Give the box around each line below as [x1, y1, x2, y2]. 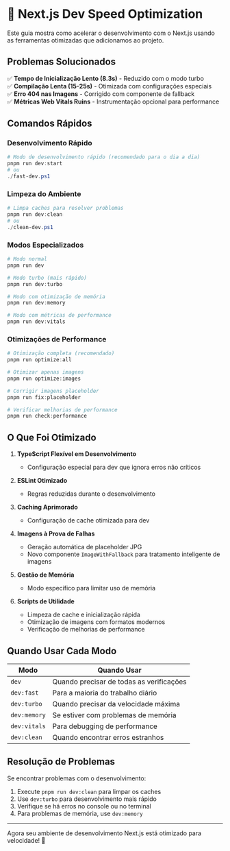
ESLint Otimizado [16, 477, 68, 485]
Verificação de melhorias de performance [27, 625, 145, 634]
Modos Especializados [7, 240, 84, 250]
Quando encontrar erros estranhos [52, 732, 164, 742]
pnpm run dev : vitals [7, 318, 66, 325]
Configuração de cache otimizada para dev [27, 516, 150, 525]
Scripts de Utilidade [16, 597, 75, 606]
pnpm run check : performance [7, 413, 88, 420]
